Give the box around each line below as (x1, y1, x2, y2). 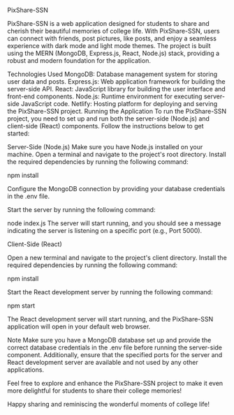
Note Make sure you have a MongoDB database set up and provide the (7, 336, 212, 344)
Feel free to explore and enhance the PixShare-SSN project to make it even (7, 379, 224, 387)
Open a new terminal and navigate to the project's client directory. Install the (7, 254, 227, 262)
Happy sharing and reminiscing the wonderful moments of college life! (7, 400, 210, 408)
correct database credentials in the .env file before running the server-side (7, 343, 222, 352)
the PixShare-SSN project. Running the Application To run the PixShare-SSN (7, 107, 227, 115)
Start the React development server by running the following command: (7, 288, 213, 296)
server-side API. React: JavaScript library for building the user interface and (7, 85, 226, 93)
